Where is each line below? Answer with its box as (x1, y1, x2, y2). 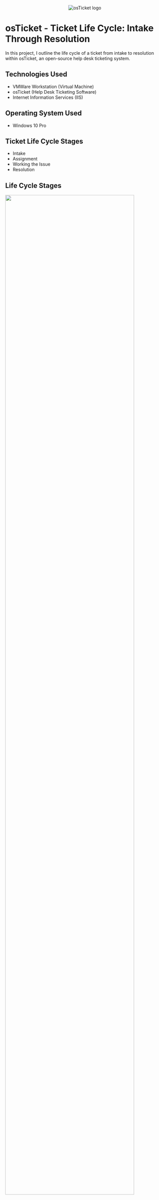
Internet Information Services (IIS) (12, 94, 83, 100)
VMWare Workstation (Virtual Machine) (12, 84, 94, 90)
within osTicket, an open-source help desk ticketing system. (5, 55, 130, 61)
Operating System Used (5, 109, 82, 117)
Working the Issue (12, 161, 50, 167)
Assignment (12, 156, 38, 162)
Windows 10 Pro (12, 122, 46, 129)
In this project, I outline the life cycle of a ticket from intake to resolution (5, 50, 154, 56)
